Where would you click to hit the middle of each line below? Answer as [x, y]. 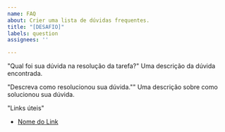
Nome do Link [38, 122]
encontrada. [25, 74]
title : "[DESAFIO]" [36, 27]
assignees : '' [28, 40]
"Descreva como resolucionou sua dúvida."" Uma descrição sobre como [113, 87]
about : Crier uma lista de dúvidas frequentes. [79, 20]
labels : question [33, 33]
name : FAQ [22, 14]
